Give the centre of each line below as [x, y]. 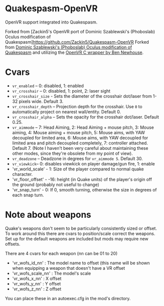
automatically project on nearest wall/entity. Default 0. [66, 112]
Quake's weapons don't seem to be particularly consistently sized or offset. [81, 228]
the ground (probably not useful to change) [56, 185]
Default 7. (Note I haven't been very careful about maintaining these [80, 148]
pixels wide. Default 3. [41, 101]
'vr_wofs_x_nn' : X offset [37, 278]
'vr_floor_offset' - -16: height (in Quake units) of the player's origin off [82, 179]
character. [22, 174]
